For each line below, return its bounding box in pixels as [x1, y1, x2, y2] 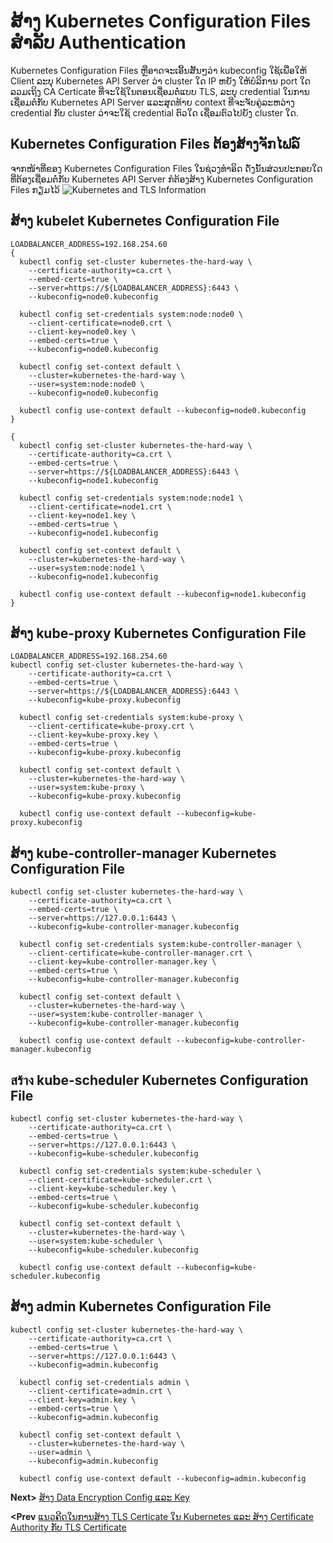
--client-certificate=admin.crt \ [28, 1386, 172, 1396]
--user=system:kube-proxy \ [28, 783, 145, 793]
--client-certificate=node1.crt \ [28, 501, 172, 512]
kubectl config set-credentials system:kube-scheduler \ [19, 1166, 262, 1176]
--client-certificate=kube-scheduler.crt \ [28, 1175, 213, 1185]
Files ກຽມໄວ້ [10, 183, 60, 195]
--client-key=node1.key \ [28, 510, 137, 520]
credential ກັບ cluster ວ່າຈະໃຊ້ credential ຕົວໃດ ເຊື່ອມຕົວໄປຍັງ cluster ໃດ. [10, 106, 299, 119]
